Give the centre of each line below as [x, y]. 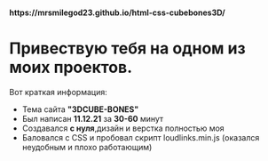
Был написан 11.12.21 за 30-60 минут [93, 118]
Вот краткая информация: [59, 92]
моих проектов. [71, 67]
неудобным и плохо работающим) [87, 147]
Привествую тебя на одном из [127, 48]
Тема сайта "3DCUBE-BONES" [80, 109]
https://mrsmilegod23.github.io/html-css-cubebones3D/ [117, 12]
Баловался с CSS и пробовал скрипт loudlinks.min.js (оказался [141, 137]
